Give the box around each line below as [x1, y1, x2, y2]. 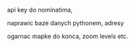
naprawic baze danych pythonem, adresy [7, 19, 125, 27]
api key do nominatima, [7, 6, 73, 14]
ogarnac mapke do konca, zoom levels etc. [7, 32, 129, 40]
